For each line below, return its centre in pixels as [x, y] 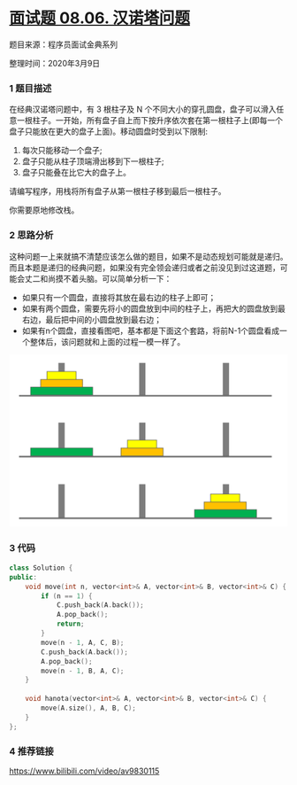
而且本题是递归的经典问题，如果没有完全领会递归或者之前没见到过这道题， [145, 268]
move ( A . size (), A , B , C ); [89, 708]
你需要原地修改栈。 [44, 210]
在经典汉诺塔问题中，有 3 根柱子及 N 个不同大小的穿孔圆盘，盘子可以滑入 [143, 109]
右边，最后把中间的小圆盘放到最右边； [91, 319]
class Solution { [41, 568]
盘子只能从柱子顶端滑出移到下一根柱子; [93, 161]
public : [23, 577]
